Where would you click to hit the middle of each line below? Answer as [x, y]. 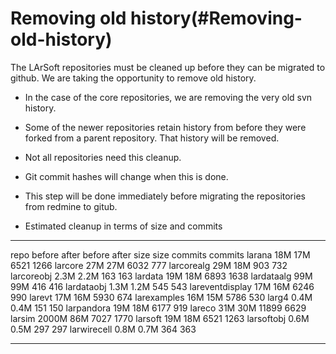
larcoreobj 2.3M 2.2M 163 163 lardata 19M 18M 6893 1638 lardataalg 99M [161, 276]
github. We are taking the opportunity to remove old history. [133, 78]
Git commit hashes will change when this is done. [126, 176]
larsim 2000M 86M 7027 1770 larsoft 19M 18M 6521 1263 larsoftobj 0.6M [160, 318]
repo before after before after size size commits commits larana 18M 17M [160, 254]
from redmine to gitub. [71, 206]
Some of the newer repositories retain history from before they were [165, 127]
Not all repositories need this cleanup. [103, 157]
